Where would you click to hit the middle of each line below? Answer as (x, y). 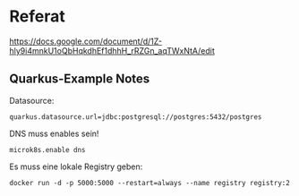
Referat (37, 17)
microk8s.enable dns (48, 149)
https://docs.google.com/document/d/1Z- (86, 41)
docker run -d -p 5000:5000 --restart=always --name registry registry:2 (150, 183)
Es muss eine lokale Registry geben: (76, 166)
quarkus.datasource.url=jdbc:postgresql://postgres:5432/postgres (136, 117)
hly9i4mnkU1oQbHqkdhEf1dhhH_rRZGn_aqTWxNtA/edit (112, 50)
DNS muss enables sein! (54, 133)
